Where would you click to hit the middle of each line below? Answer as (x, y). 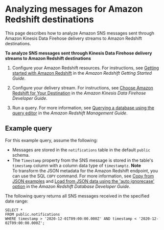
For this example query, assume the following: (51, 140)
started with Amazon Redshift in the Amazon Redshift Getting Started (82, 73)
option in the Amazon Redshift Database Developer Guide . (71, 186)
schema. (21, 155)
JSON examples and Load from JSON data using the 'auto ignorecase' (83, 181)
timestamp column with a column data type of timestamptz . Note (76, 165)
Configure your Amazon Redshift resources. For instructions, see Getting (85, 68)
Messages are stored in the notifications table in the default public (81, 150)
